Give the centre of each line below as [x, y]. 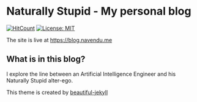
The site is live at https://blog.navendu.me [59, 40]
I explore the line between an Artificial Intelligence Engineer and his [91, 74]
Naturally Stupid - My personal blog [99, 11]
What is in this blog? [46, 59]
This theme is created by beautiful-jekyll [57, 92]
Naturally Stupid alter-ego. [40, 80]
